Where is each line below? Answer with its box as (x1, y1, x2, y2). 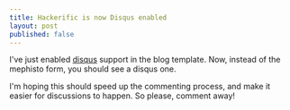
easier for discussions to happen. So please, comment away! (9, 90, 236, 101)
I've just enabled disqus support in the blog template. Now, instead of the (9, 55, 281, 65)
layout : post (9, 21, 59, 30)
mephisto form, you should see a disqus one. (9, 63, 177, 74)
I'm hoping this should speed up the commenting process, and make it (9, 81, 271, 92)
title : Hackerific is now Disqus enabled (9, 13, 168, 22)
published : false (9, 30, 75, 38)
